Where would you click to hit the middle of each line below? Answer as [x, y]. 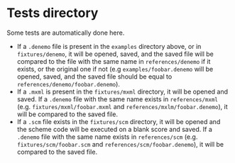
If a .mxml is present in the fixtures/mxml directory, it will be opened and [122, 91]
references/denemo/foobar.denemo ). [68, 84]
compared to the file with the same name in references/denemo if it [114, 61]
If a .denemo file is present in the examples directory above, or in [109, 46]
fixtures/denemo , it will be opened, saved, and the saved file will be [115, 54]
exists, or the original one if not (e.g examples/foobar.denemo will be [115, 69]
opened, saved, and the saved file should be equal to [94, 77]
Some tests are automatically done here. [66, 33]
